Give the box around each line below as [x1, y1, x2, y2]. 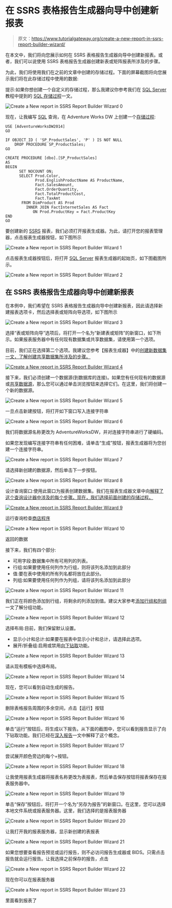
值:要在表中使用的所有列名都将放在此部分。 [12, 570, 104, 577]
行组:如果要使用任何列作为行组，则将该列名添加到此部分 [12, 564, 131, 570]
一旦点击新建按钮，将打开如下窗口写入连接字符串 [5, 408, 109, 414]
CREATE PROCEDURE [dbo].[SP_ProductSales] [5, 155, 97, 161]
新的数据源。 [9, 387, 37, 393]
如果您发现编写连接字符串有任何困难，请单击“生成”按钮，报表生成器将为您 [5, 440, 162, 446]
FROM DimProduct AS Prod [21, 200, 74, 205]
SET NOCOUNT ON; [18, 169, 54, 174]
